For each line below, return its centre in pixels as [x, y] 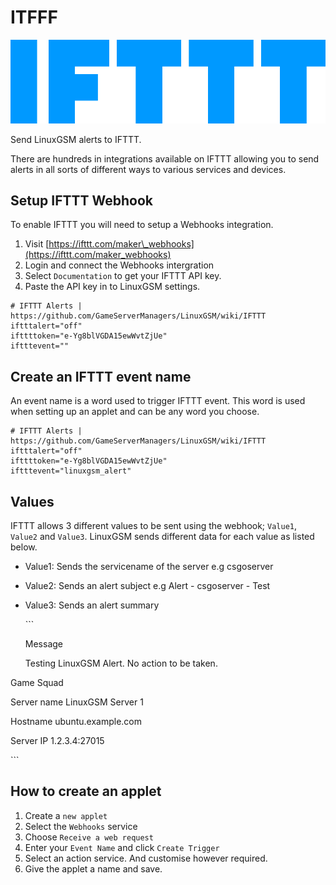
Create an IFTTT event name [101, 376]
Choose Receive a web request [89, 837]
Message [43, 643]
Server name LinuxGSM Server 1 [77, 702]
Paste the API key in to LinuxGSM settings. [112, 287]
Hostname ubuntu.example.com [76, 721]
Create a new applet [66, 815]
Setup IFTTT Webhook [81, 200]
